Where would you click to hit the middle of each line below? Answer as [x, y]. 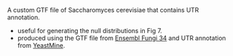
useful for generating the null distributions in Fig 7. [90, 31]
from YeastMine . [41, 45]
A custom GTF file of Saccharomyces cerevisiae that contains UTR [103, 10]
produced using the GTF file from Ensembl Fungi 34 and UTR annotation [121, 38]
